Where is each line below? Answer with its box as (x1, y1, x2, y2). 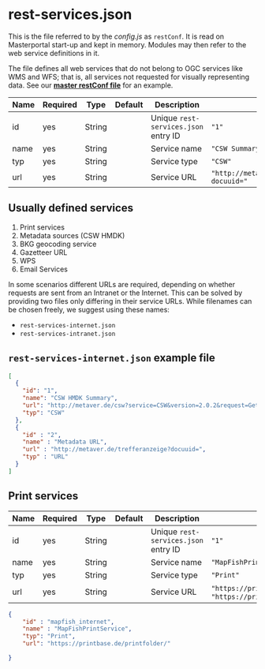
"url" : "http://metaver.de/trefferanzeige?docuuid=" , (22, 446, 207, 454)
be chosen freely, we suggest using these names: (8, 305, 170, 314)
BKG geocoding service (19, 239, 97, 249)
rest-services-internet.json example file (8, 351, 215, 364)
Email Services (19, 264, 69, 274)
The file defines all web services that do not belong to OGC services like (8, 63, 243, 73)
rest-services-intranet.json (19, 330, 116, 338)
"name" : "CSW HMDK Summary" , (22, 394, 118, 402)
